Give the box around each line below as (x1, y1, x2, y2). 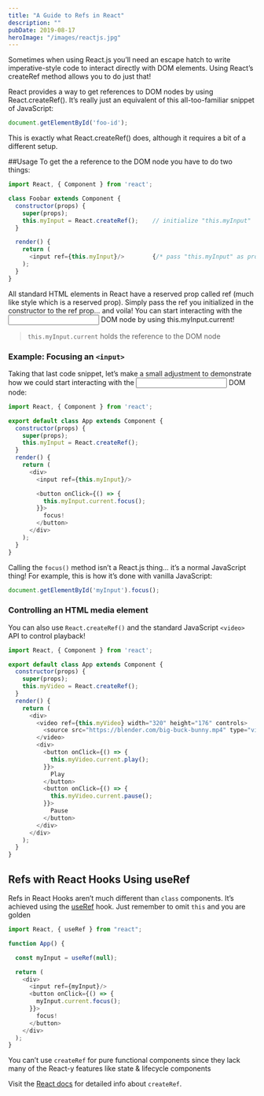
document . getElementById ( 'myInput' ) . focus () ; (8, 586, 159, 594)
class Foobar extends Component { (8, 194, 122, 202)
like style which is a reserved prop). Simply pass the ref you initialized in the (8, 297, 254, 307)
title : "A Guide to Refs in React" (8, 11, 125, 20)
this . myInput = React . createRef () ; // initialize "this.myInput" (22, 217, 251, 224)
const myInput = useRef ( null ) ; (15, 953, 118, 961)
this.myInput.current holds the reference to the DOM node (27, 331, 222, 341)
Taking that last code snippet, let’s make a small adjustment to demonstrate (8, 368, 252, 378)
